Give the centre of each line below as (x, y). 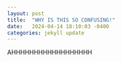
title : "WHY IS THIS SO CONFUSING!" (61, 20)
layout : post (26, 13)
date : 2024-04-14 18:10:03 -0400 (58, 26)
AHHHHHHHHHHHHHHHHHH (50, 52)
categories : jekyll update (46, 33)
